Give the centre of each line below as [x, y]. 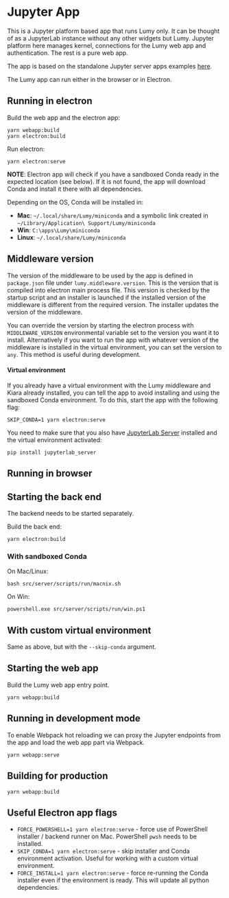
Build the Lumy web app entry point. [58, 684]
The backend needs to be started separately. [71, 513]
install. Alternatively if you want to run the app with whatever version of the [113, 340]
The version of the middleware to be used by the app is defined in [100, 275]
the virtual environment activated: [55, 439]
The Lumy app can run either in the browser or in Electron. [90, 79]
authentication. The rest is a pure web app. [68, 53]
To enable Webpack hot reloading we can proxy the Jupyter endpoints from [114, 735]
